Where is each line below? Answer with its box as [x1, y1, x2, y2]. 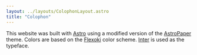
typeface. [6, 42, 29, 49]
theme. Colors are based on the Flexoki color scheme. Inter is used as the [6, 36, 185, 43]
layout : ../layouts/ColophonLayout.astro [6, 8, 109, 14]
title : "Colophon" [6, 14, 51, 20]
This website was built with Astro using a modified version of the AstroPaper [6, 30, 192, 36]
